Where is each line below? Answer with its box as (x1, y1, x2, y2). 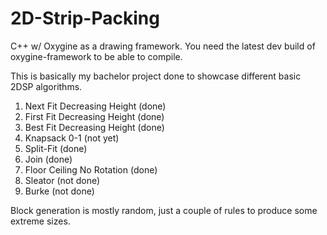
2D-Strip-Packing (10, 7, 160, 30)
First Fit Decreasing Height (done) (24, 110, 165, 122)
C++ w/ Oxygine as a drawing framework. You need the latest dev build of (10, 40, 316, 52)
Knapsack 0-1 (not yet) (24, 132, 120, 144)
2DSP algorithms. (10, 80, 83, 92)
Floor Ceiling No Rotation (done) (24, 163, 158, 176)
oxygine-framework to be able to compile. (10, 50, 183, 62)
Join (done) (24, 153, 73, 165)
